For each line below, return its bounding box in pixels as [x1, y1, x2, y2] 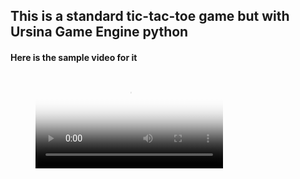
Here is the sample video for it [10, 51, 138, 63]
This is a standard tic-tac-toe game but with [10, 8, 290, 25]
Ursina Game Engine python [10, 24, 189, 41]
